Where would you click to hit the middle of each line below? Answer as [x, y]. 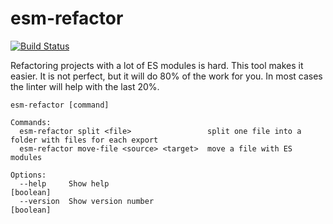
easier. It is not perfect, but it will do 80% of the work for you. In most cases [166, 76]
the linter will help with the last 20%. [85, 86]
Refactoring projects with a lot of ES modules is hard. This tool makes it [157, 65]
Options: [28, 175]
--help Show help [64, 183]
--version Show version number [87, 201]
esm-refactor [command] [60, 105]
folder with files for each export [84, 140]
